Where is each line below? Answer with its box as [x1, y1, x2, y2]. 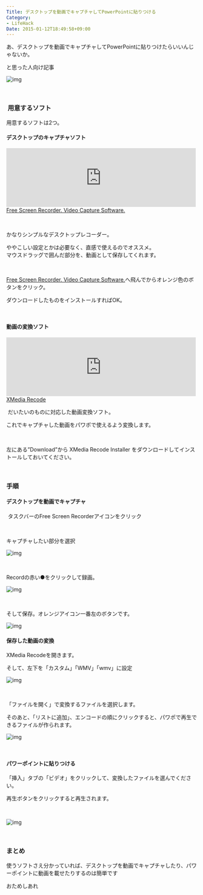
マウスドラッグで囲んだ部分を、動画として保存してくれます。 [6, 251, 159, 258]
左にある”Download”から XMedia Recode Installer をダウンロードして [6, 445, 180, 453]
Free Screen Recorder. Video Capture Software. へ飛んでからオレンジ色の [6, 275, 189, 283]
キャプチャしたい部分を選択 [6, 538, 76, 545]
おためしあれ [6, 882, 38, 890]
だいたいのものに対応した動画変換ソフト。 [7, 408, 114, 416]
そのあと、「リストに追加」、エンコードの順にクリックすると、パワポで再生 [6, 714, 192, 721]
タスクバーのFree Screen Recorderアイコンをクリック [7, 513, 142, 520]
